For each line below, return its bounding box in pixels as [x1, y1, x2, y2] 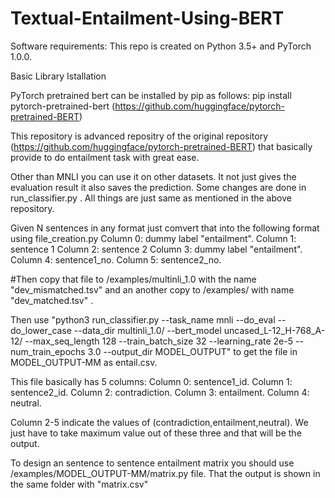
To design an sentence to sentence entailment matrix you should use [10, 457, 295, 469]
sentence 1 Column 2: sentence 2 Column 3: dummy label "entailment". [10, 243, 303, 255]
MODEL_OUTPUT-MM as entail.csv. [10, 356, 158, 368]
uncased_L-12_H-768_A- [223, 324, 326, 336]
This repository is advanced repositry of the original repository [10, 130, 269, 142]
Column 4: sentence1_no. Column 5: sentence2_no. [10, 253, 222, 266]
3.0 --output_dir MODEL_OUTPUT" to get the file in [87, 345, 298, 357]
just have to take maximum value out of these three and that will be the [10, 427, 302, 439]
